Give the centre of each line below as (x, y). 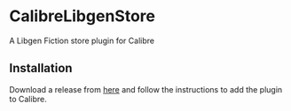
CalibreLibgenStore (82, 16)
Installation (41, 68)
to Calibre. (28, 99)
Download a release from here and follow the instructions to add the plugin (146, 89)
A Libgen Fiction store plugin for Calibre (82, 41)
